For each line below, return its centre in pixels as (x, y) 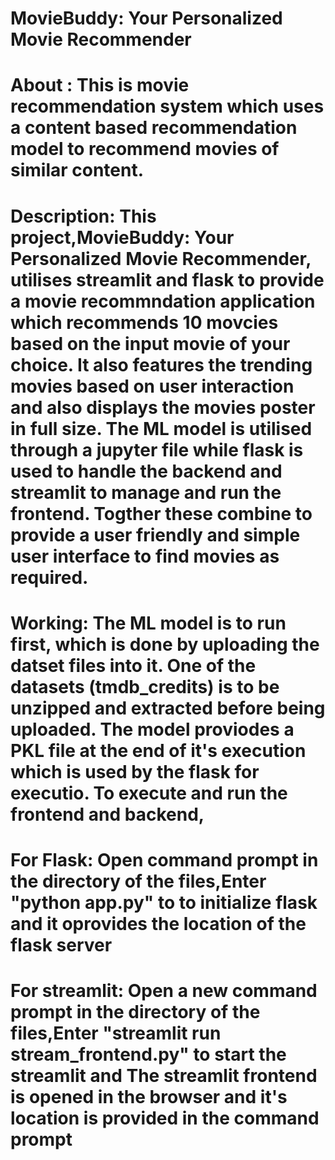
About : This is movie (100, 85)
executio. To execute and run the (149, 793)
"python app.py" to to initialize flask (164, 902)
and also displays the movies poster (163, 407)
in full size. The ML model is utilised (161, 428)
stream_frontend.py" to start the (148, 1054)
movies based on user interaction (152, 386)
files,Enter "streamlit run (116, 1033)
